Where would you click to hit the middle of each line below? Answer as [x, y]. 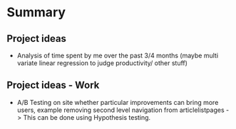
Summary [36, 12]
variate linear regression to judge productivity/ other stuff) [102, 63]
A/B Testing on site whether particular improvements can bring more [118, 102]
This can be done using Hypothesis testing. [87, 117]
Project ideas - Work [53, 85]
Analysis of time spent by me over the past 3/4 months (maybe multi [118, 55]
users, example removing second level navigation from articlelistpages [121, 110]
